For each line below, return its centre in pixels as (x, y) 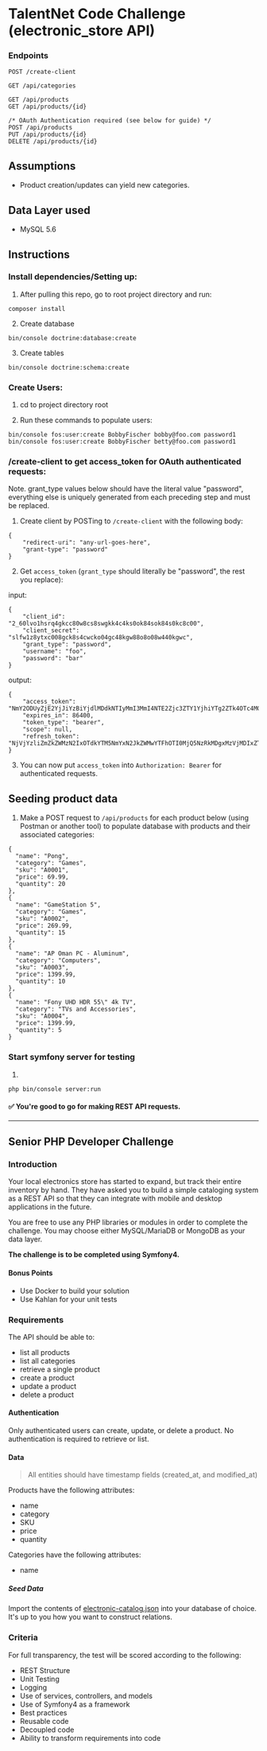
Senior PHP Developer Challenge (91, 1142)
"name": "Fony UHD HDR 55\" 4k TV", (76, 1003)
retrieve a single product (60, 1369)
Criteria (23, 1637)
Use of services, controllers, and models (86, 1695)
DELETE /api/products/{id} (53, 142)
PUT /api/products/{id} (48, 135)
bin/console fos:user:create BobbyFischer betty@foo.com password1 (122, 442)
